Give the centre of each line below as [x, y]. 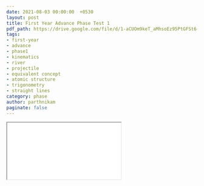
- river [16, 62]
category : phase [27, 96]
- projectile [23, 68]
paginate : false [27, 108]
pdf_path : [19, 29]
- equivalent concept [34, 74]
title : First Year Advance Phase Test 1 [58, 23]
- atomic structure [31, 79]
